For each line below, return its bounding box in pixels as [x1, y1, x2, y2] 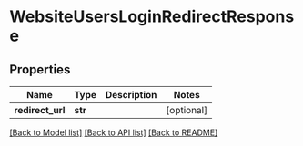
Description [105, 89, 157, 101]
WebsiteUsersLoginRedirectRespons [9, 6, 295, 27]
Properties [9, 62, 71, 77]
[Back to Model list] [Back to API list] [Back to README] [9, 127, 218, 138]
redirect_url [14, 104, 66, 116]
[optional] [166, 104, 207, 116]
